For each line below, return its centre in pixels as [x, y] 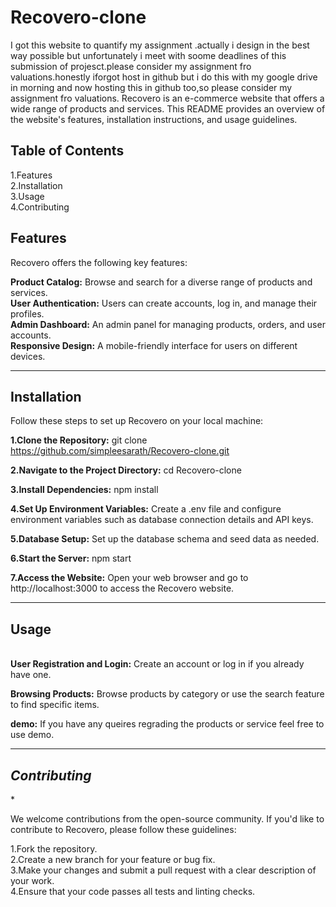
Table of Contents [67, 151]
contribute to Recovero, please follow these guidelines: [123, 829]
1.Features [31, 175]
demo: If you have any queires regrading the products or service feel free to [167, 724]
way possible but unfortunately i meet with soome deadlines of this [148, 55]
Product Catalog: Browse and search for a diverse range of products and [161, 282]
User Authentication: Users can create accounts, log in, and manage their [164, 303]
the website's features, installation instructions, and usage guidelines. [154, 119]
